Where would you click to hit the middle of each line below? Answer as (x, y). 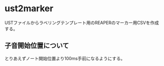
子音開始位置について (37, 46)
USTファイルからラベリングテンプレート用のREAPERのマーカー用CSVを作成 (82, 22)
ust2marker (29, 9)
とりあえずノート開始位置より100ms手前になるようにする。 (65, 58)
